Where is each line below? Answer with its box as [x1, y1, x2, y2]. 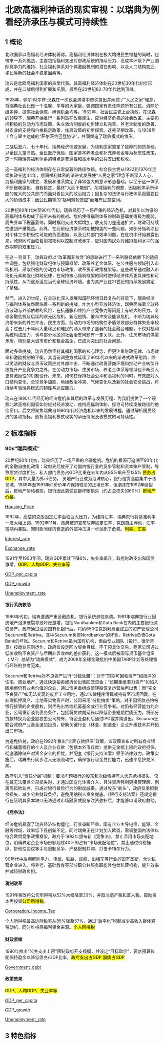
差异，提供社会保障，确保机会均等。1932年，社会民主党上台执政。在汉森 [9, 109, 156, 115]
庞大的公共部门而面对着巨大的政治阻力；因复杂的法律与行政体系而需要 [13, 191, 155, 196]
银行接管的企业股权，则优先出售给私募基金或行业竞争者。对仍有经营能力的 [5, 703, 155, 709]
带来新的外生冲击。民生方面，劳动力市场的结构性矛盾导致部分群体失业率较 [9, 320, 159, 325]
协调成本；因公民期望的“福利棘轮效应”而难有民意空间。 [13, 197, 124, 203]
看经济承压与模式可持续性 [5, 17, 108, 28]
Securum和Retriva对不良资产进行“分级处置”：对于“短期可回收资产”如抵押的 [5, 673, 156, 679]
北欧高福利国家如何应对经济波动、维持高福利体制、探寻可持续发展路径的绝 [9, 402, 159, 407]
